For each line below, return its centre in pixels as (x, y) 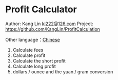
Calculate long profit (34, 66)
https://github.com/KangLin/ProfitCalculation (53, 29)
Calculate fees (28, 50)
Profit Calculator (41, 9)
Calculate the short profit (39, 61)
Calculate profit (29, 55)
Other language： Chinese (33, 39)
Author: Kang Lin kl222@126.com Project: (49, 24)
